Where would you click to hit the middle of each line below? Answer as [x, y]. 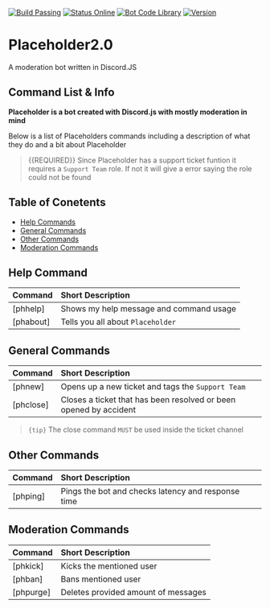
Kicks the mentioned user [109, 565]
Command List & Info [61, 92]
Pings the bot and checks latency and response [150, 491]
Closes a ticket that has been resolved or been [148, 400]
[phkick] [28, 565]
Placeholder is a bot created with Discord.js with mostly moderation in [128, 112]
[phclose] [31, 405]
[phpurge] [31, 592]
